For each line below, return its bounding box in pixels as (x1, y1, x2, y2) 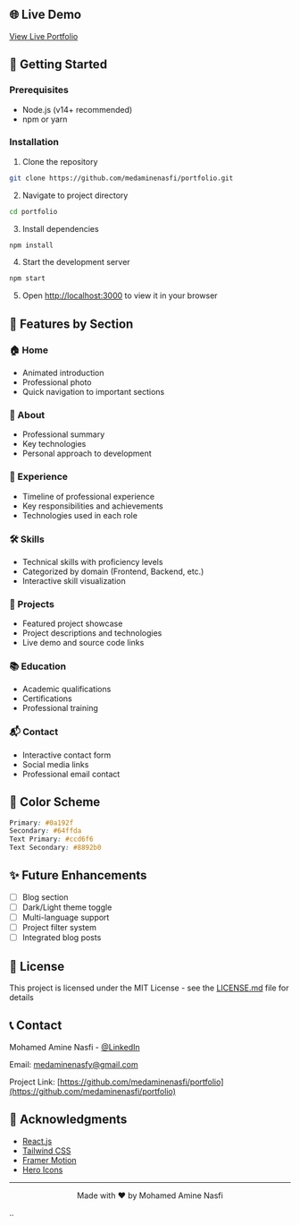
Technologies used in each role (21, 510, 138, 520)
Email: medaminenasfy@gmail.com (9, 1058, 138, 1069)
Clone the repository (21, 156, 98, 167)
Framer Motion (21, 1154, 78, 1165)
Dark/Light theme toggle (21, 902, 112, 912)
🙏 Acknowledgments (9, 1112, 128, 1127)
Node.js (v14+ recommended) (21, 104, 133, 115)
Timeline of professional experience (21, 491, 154, 501)
